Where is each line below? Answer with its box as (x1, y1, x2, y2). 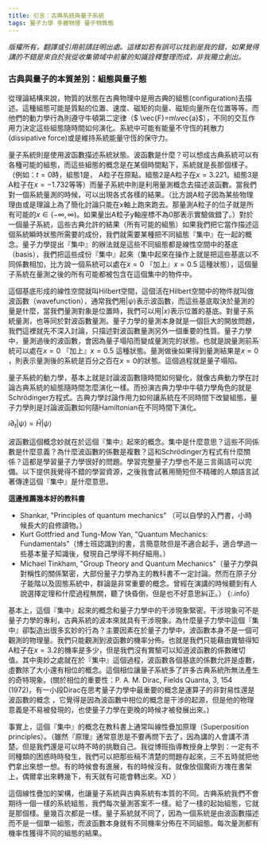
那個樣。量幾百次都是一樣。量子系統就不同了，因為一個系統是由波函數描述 (14, 808, 259, 818)
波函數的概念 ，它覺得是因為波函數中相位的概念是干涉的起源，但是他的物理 (8, 695, 254, 704)
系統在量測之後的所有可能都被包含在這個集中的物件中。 (14, 269, 196, 278)
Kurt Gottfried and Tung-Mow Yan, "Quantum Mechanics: (19, 529, 208, 539)
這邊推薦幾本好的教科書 (8, 493, 85, 503)
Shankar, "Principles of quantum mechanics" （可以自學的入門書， (19, 510, 239, 520)
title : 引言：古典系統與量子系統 (8, 11, 105, 20)
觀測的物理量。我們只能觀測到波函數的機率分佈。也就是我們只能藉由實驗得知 (8, 635, 259, 644)
